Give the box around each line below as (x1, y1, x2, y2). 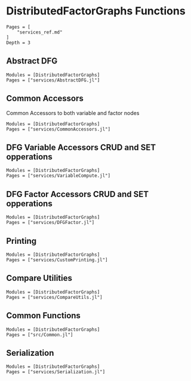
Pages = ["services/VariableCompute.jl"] (6, 173, 111, 179)
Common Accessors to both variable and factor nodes (6, 109, 140, 116)
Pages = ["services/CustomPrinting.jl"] (6, 257, 109, 263)
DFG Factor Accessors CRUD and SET (6, 189, 149, 199)
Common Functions (6, 310, 81, 321)
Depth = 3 (6, 40, 31, 46)
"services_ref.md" (17, 29, 63, 35)
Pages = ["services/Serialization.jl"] (6, 369, 106, 375)
